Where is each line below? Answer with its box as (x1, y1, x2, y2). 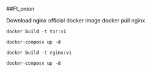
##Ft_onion (6, 5, 35, 12)
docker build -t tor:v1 (6, 28, 67, 34)
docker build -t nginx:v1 (6, 50, 72, 56)
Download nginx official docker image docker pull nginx (6, 17, 146, 24)
